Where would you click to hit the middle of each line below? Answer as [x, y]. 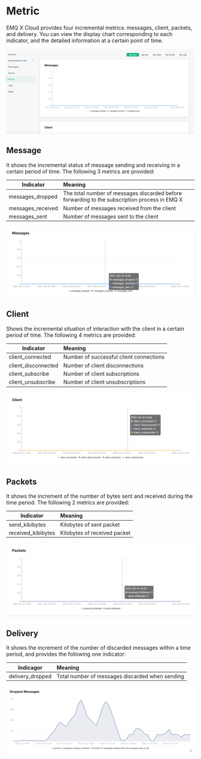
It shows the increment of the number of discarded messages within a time [99, 648]
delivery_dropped [30, 676]
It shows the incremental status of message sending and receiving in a [93, 165]
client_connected [30, 357]
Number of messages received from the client [120, 208]
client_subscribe [29, 373]
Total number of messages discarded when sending [120, 676]
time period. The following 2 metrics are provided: [68, 502]
